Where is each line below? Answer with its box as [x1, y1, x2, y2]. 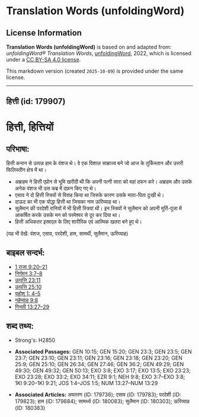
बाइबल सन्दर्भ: [6, 248, 46, 258]
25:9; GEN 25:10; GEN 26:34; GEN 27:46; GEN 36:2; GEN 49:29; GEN [14, 361, 184, 368]
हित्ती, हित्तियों [6, 120, 54, 134]
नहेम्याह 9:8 [14, 297, 38, 304]
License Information [6, 28, 82, 38]
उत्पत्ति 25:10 [14, 283, 42, 291]
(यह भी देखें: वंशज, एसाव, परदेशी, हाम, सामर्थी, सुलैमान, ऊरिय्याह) [6, 230, 129, 238]
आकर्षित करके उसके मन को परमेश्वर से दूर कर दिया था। [14, 211, 121, 219]
